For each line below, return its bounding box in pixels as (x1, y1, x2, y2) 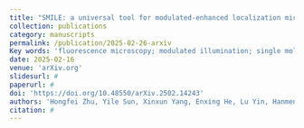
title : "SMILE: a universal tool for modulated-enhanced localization (9, 13, 281, 23)
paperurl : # (9, 80, 54, 89)
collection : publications (9, 22, 107, 31)
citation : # (9, 105, 54, 114)
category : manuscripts (9, 30, 95, 39)
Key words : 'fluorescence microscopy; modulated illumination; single (9, 47, 281, 56)
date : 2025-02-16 (9, 55, 75, 64)
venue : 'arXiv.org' (9, 64, 83, 73)
